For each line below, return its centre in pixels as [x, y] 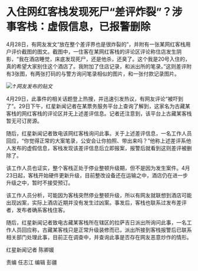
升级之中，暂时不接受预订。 [40, 183]
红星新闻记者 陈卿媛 [30, 249]
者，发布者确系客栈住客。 [37, 210]
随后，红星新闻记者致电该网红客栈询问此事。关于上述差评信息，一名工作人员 [99, 133]
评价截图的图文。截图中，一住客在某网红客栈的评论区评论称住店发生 [94, 51]
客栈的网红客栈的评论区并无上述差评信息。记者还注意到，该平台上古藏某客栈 [99, 113]
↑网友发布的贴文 [32, 86]
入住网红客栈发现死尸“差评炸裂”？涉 [94, 12]
